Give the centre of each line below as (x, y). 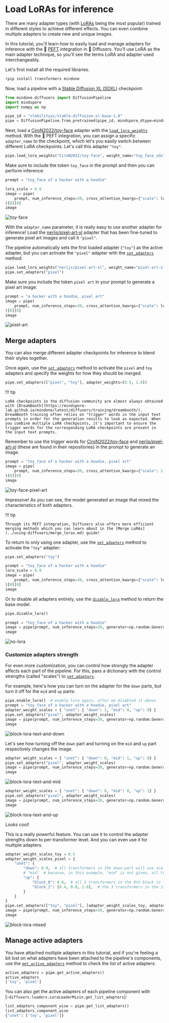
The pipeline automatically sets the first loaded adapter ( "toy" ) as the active (84, 247)
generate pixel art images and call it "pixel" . (51, 238)
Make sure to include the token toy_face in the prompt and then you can (80, 165)
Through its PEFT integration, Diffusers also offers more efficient (80, 524)
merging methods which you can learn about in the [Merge (67, 528)
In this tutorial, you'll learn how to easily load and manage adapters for (78, 43)
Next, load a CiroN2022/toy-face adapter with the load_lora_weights (76, 131)
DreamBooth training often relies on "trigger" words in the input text (83, 415)
